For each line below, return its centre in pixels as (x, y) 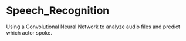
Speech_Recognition (58, 11)
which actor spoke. (29, 32)
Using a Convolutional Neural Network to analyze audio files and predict (93, 27)
